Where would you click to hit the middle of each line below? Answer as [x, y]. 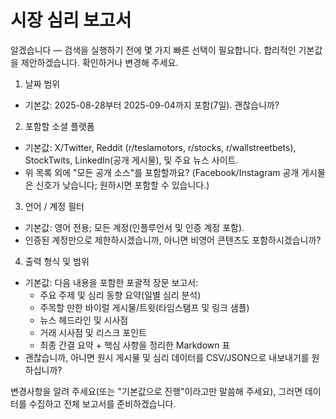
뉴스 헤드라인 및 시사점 [84, 320]
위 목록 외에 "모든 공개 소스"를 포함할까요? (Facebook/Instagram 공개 [162, 172]
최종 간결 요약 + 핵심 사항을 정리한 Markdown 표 [135, 345]
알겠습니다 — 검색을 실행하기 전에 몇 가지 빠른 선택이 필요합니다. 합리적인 [153, 50]
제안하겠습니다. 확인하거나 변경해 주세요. [99, 62]
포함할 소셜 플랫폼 [59, 126]
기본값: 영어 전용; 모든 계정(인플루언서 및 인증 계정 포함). [134, 227]
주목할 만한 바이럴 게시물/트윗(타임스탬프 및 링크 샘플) [144, 307]
